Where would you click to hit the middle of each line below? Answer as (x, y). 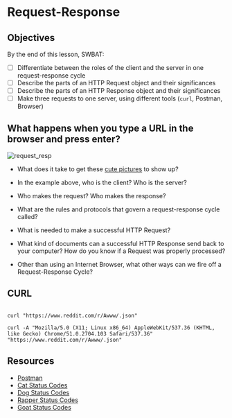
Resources (31, 361)
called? (27, 217)
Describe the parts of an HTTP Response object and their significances (119, 91)
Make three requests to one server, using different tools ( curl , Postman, (120, 98)
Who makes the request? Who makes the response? (91, 196)
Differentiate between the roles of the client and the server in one (110, 68)
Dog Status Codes (43, 392)
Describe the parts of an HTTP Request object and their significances (116, 83)
